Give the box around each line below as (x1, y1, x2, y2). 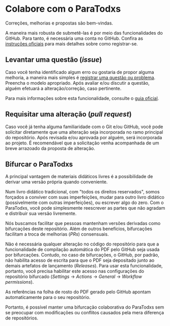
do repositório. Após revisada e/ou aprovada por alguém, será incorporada (5, 134, 162, 140)
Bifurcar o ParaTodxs (5, 160, 73, 168)
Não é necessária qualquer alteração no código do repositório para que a (5, 241, 159, 247)
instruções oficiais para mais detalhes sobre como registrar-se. (5, 40, 138, 46)
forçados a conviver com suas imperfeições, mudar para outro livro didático (5, 194, 164, 200)
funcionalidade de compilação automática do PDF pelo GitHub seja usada (5, 246, 160, 253)
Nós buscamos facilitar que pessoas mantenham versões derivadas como (5, 220, 161, 227)
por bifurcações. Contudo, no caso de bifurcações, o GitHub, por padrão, (5, 252, 159, 258)
